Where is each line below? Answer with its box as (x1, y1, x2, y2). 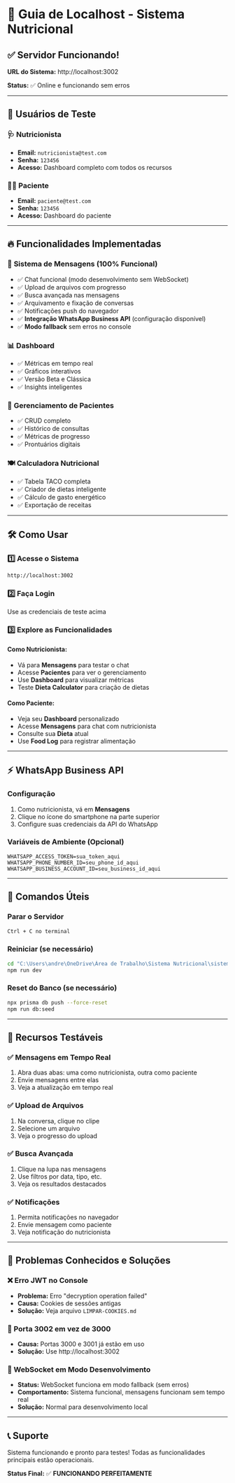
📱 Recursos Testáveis (7, 1031, 104, 1043)
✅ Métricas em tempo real (17, 359, 93, 367)
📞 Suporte (7, 1430, 49, 1442)
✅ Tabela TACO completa (17, 477, 91, 485)
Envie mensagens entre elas (17, 1076, 99, 1084)
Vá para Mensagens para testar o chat (17, 660, 129, 669)
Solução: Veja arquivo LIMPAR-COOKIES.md (17, 1306, 136, 1314)
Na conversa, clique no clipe (17, 1116, 100, 1125)
